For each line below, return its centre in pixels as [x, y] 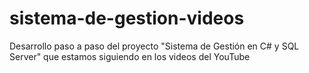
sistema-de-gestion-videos [127, 18]
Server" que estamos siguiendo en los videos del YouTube [130, 56]
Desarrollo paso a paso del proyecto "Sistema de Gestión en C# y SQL [154, 46]
